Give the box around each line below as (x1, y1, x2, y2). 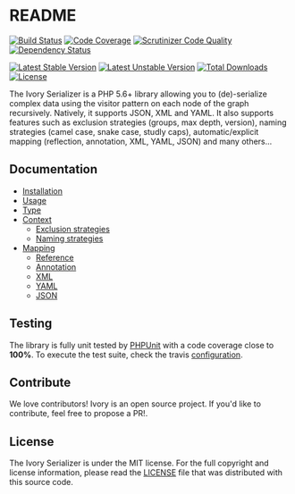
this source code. (9, 477, 73, 488)
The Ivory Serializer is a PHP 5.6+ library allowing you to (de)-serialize (9, 88, 268, 99)
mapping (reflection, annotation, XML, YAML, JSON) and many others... (9, 136, 273, 147)
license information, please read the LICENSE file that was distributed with (9, 467, 283, 478)
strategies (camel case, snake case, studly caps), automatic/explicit (9, 126, 259, 137)
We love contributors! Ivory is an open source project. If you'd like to (9, 398, 262, 409)
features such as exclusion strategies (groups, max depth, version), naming (9, 117, 288, 128)
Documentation (9, 162, 98, 177)
